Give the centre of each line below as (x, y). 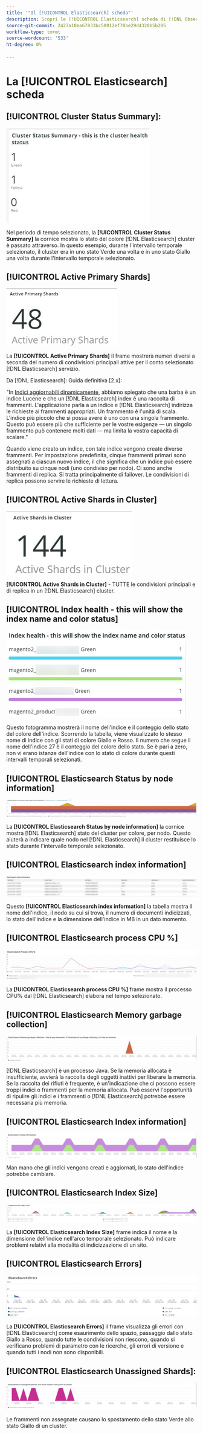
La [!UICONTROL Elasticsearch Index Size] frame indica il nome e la (92, 1232)
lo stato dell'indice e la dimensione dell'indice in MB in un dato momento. (97, 919)
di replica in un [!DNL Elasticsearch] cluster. (61, 590)
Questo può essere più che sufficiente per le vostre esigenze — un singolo (99, 424)
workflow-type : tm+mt (34, 32)
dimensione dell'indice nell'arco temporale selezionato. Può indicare (91, 1239)
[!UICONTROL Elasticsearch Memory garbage (94, 1015)
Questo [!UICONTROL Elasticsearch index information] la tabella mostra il (99, 906)
